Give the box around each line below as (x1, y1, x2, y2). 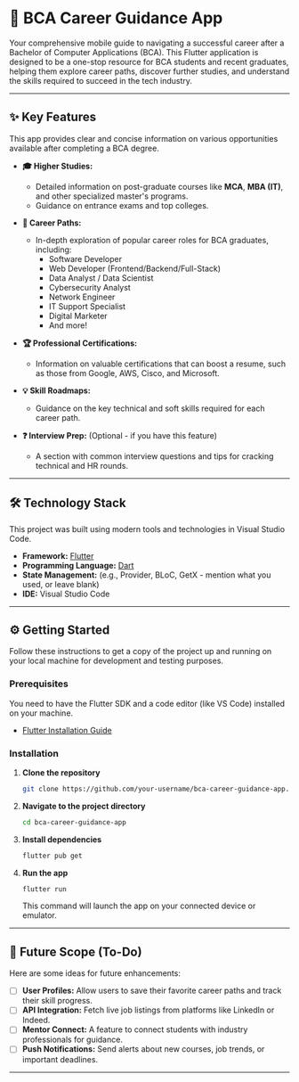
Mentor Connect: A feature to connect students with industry (21, 1024, 248, 1035)
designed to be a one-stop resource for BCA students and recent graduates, (9, 56, 289, 67)
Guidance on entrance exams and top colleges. (35, 200, 209, 210)
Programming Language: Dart (21, 560, 134, 570)
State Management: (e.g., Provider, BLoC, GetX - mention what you (21, 570, 271, 580)
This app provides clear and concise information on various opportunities (9, 133, 279, 143)
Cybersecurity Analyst (48, 282, 131, 292)
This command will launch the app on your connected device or (21, 900, 256, 912)
